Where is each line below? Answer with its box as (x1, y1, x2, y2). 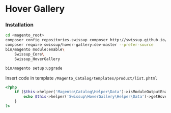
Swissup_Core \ (14, 51, 44, 56)
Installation (5, 21, 34, 29)
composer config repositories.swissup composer (5, 38, 108, 43)
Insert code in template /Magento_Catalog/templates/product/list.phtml (5, 75, 158, 81)
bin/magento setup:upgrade (5, 66, 63, 71)
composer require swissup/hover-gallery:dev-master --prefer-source (5, 42, 154, 47)
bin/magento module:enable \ (5, 47, 65, 52)
